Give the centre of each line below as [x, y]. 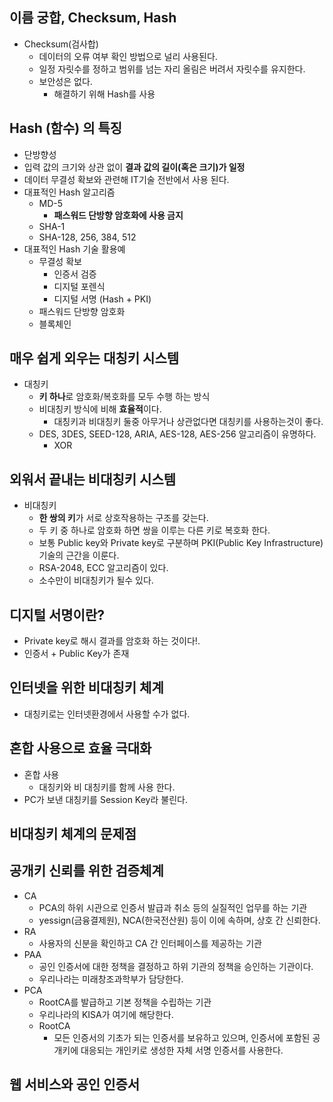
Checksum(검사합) [61, 44]
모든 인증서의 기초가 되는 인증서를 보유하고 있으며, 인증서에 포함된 [182, 1037]
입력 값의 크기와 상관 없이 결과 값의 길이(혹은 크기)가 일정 [134, 167]
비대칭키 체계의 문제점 [73, 834]
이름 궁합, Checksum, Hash [93, 18]
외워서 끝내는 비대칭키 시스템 [93, 479]
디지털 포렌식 [79, 286]
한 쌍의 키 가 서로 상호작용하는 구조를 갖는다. [123, 518]
